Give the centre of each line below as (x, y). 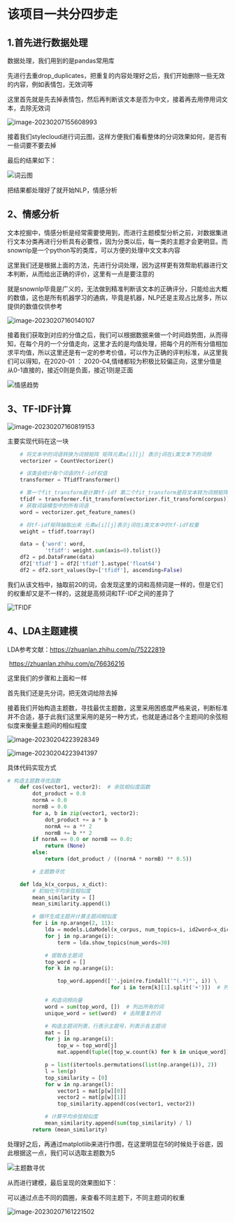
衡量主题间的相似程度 (56, 725)
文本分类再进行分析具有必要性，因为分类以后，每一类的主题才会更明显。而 (120, 241)
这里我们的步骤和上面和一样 (47, 677)
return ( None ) (65, 846)
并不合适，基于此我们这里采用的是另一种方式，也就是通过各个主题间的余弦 (114, 716)
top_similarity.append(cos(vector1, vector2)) (126, 1104)
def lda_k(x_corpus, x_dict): (64, 884)
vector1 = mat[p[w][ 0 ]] (92, 1091)
